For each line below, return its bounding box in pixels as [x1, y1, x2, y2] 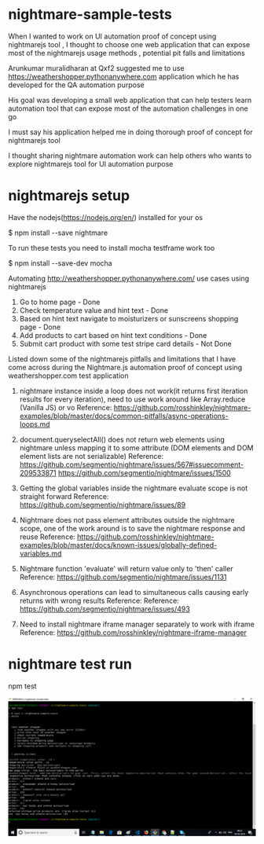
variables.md [19, 549, 62, 558]
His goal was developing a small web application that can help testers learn [8, 95, 252, 105]
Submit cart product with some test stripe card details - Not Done [19, 339, 232, 348]
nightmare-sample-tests [8, 6, 173, 24]
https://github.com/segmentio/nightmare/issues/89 [19, 500, 186, 509]
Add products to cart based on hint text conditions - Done [19, 330, 207, 339]
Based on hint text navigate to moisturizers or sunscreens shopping [19, 314, 239, 323]
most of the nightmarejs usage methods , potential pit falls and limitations [8, 48, 245, 57]
